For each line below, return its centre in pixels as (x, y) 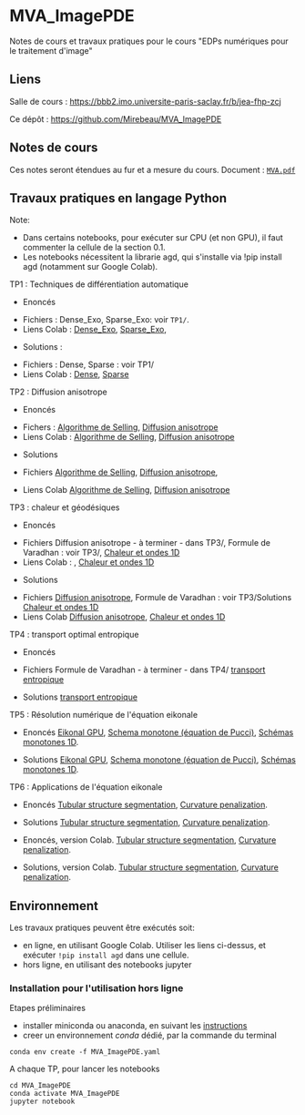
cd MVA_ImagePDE (40, 1086)
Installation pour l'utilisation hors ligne (97, 988)
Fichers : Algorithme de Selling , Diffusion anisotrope (120, 427)
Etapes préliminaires (48, 1008)
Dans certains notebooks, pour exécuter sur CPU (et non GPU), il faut (153, 238)
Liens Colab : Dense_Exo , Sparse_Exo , (94, 330)
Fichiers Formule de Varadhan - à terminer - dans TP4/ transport (144, 670)
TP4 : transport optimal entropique (74, 635)
